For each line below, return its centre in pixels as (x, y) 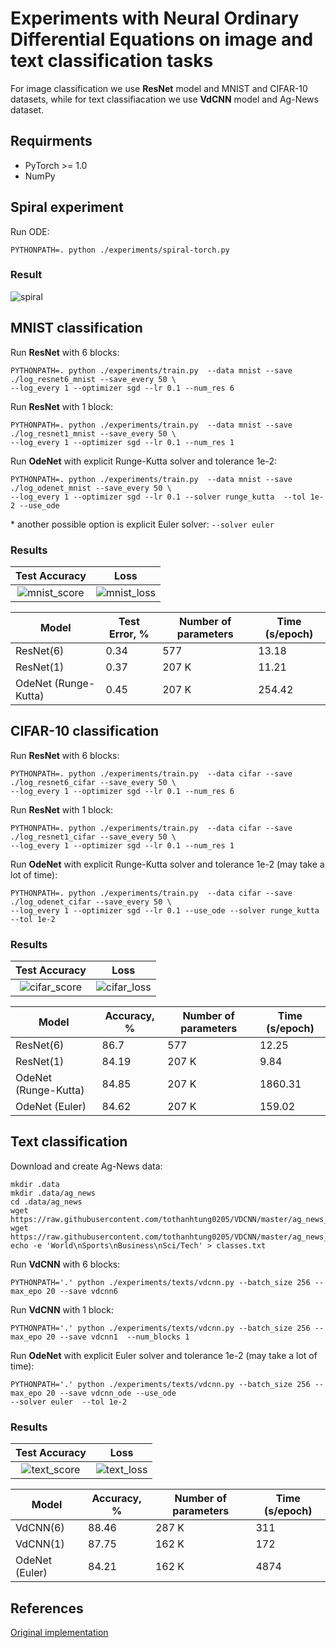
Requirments (51, 141)
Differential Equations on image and (162, 39)
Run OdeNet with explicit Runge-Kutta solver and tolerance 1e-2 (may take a (167, 864)
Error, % (129, 634)
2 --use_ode (35, 505)
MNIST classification (76, 328)
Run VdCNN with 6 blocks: (65, 1264)
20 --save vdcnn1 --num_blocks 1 (118, 1337)
